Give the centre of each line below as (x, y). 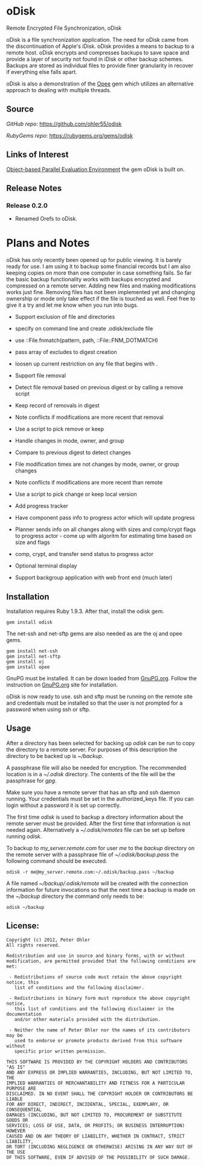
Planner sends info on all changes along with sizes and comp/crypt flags (105, 529)
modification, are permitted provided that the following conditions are (101, 961)
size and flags (32, 542)
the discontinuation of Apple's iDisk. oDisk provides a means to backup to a (100, 46)
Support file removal (40, 376)
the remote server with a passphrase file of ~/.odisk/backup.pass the (93, 854)
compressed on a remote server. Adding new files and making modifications (101, 286)
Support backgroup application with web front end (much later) (94, 578)
